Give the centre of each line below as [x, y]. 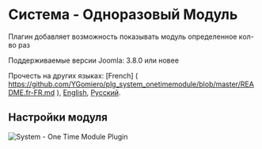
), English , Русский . [89, 92]
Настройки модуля [58, 118]
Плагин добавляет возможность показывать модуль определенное [123, 36]
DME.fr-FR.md [32, 92]
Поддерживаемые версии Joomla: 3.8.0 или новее [94, 60]
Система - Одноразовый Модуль [123, 15]
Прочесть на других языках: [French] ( [73, 75]
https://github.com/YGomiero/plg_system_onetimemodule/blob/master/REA [131, 84]
